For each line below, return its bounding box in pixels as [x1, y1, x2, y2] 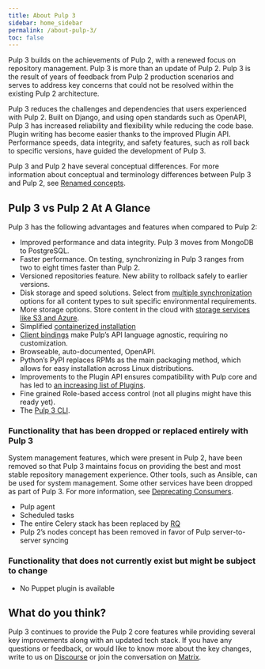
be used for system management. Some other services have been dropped [8, 478, 253, 488]
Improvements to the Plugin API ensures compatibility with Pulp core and [19, 372, 257, 382]
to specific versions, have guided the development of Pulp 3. [8, 146, 206, 156]
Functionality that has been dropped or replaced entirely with [8, 425, 249, 436]
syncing [42, 535, 69, 546]
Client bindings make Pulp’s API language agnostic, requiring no [19, 330, 228, 340]
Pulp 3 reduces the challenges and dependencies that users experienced [8, 104, 247, 114]
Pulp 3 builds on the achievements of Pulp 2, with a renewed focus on [8, 55, 236, 65]
